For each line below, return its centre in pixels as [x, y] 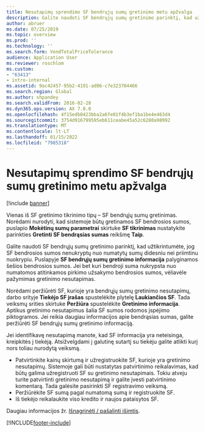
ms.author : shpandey [33, 97]
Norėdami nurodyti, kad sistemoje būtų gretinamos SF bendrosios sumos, [99, 222]
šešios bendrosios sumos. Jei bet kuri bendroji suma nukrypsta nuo [92, 266]
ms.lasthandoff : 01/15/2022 [42, 137]
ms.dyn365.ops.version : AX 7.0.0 [49, 109]
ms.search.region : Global [39, 92]
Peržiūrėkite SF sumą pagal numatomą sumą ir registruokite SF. [95, 392]
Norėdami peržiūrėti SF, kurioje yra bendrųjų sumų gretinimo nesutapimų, [99, 291]
